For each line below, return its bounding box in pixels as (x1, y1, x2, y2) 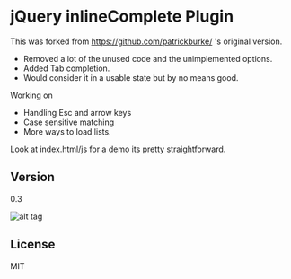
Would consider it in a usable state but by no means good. (22, 72, 239, 83)
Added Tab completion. (22, 63, 110, 74)
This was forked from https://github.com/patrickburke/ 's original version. (10, 36, 283, 47)
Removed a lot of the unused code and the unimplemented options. (22, 53, 273, 64)
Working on (10, 90, 53, 100)
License (10, 237, 56, 252)
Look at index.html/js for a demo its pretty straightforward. (10, 144, 226, 154)
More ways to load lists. (22, 126, 111, 136)
